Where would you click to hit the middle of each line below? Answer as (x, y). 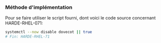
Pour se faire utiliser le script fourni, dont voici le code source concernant (80, 18)
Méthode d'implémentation (39, 7)
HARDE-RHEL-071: (24, 23)
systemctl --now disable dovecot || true (49, 32)
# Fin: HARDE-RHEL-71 (28, 37)
